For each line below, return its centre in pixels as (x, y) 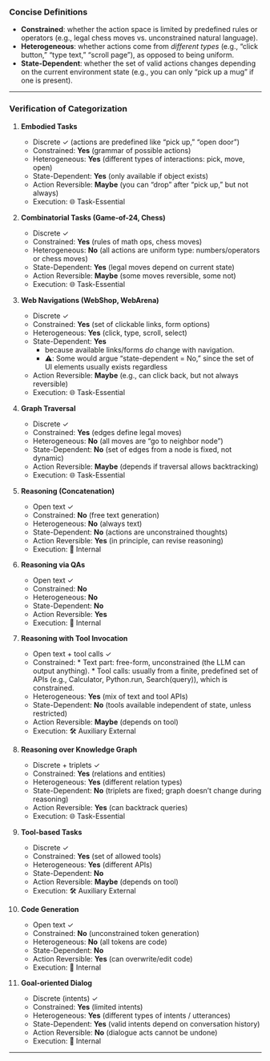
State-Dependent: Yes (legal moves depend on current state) (133, 267)
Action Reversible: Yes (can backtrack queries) (110, 807)
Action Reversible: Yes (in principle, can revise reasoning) (128, 540)
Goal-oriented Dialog (56, 982)
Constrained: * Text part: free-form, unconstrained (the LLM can (139, 662)
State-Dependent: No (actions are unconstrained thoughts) (130, 532)
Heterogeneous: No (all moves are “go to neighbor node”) (128, 441)
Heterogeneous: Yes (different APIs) (93, 865)
